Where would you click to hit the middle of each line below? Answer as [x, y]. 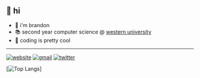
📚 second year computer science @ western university [83, 32]
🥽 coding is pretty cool [42, 40]
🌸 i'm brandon [32, 25]
